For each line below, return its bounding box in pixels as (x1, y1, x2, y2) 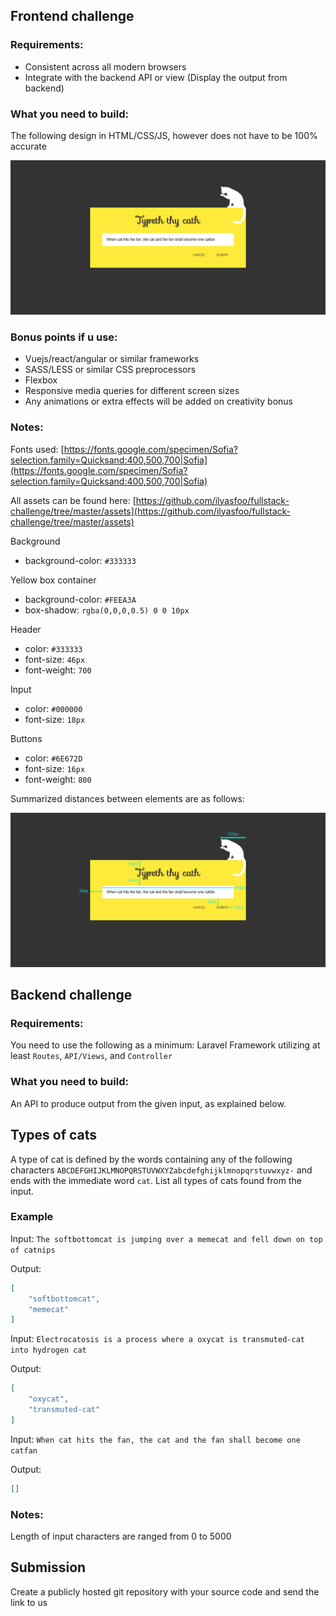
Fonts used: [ (10, 443, 65, 455)
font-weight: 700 (24, 664, 92, 676)
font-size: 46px (24, 653, 86, 665)
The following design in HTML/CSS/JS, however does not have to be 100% (10, 129, 318, 141)
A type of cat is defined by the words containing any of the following (10, 1153, 293, 1165)
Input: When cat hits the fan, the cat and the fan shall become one (10, 1433, 301, 1445)
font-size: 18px (24, 713, 86, 725)
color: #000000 (24, 702, 83, 714)
